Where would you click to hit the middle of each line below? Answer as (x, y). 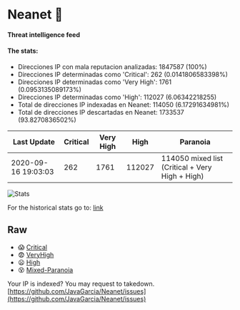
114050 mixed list (192, 158)
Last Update (34, 142)
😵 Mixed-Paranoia (45, 269)
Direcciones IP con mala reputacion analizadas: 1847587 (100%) (112, 66)
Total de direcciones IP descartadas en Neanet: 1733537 (101, 112)
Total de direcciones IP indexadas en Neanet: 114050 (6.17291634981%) (124, 104)
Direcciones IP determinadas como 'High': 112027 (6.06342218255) (117, 97)
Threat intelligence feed (44, 34)
